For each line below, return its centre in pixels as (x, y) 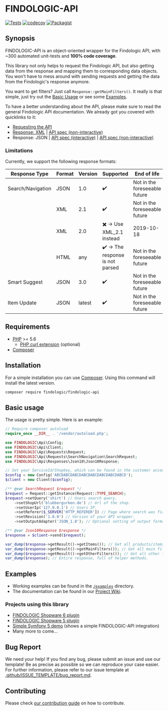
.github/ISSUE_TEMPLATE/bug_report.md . (48, 675)
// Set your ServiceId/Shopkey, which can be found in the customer (78, 470)
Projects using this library (37, 605)
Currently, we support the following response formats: (61, 162)
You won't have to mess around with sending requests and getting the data (82, 76)
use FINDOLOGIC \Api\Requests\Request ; (45, 452)
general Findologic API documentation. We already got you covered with (80, 111)
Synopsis (20, 38)
